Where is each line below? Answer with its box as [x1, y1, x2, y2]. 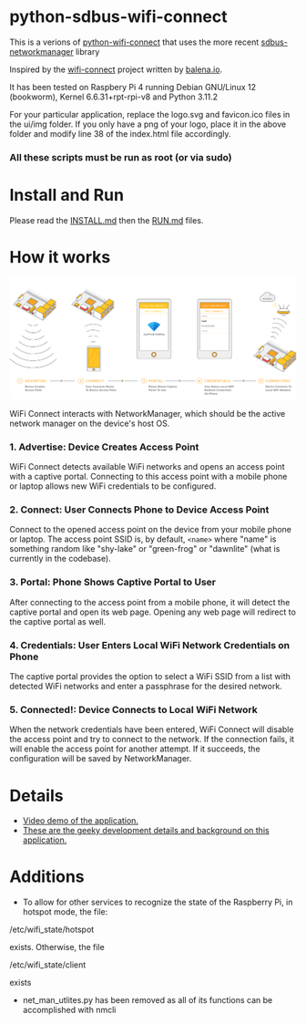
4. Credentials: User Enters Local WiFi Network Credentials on [9, 638, 291, 651]
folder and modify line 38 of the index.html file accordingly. [9, 128, 231, 139]
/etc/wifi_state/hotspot [9, 924, 95, 936]
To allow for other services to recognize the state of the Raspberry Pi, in [22, 896, 293, 908]
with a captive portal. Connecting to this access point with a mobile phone [9, 471, 288, 482]
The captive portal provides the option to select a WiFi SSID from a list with [9, 671, 291, 682]
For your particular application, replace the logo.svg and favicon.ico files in [9, 109, 291, 119]
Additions [9, 866, 85, 887]
